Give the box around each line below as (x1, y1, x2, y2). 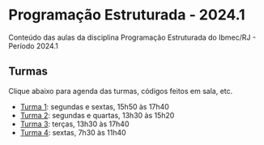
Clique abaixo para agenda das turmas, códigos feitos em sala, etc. (8, 86, 233, 96)
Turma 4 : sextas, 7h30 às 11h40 (19, 127, 127, 137)
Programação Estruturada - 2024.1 (8, 6, 245, 24)
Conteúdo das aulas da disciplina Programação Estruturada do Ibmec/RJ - (8, 32, 257, 42)
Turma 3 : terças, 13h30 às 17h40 (19, 119, 130, 129)
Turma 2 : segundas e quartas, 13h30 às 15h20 (19, 110, 175, 120)
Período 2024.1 (8, 41, 58, 50)
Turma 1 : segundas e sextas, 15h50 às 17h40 (19, 101, 170, 111)
